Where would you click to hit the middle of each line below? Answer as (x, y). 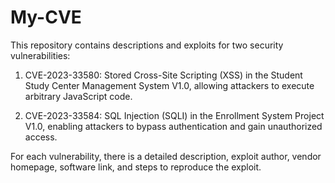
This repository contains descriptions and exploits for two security (147, 45)
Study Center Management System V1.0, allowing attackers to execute (169, 85)
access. (41, 137)
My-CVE (46, 17)
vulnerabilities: (40, 55)
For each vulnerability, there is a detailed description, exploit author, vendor (166, 156)
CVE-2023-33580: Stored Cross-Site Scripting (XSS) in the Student (163, 75)
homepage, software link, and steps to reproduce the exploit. (136, 167)
